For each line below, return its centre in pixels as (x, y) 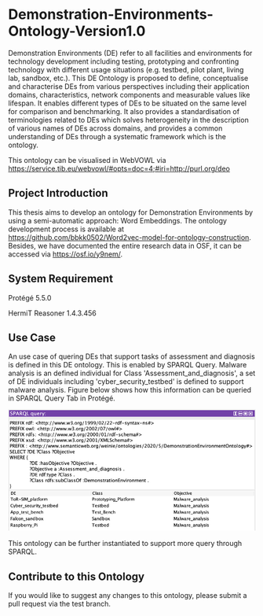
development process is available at (66, 229)
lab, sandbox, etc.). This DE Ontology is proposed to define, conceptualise (128, 78)
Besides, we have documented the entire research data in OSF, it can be (125, 245)
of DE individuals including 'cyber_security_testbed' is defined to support (126, 382)
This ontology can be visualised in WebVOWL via (87, 160)
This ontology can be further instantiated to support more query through (125, 544)
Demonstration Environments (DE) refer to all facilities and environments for (130, 53)
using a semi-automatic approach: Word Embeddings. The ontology (118, 220)
